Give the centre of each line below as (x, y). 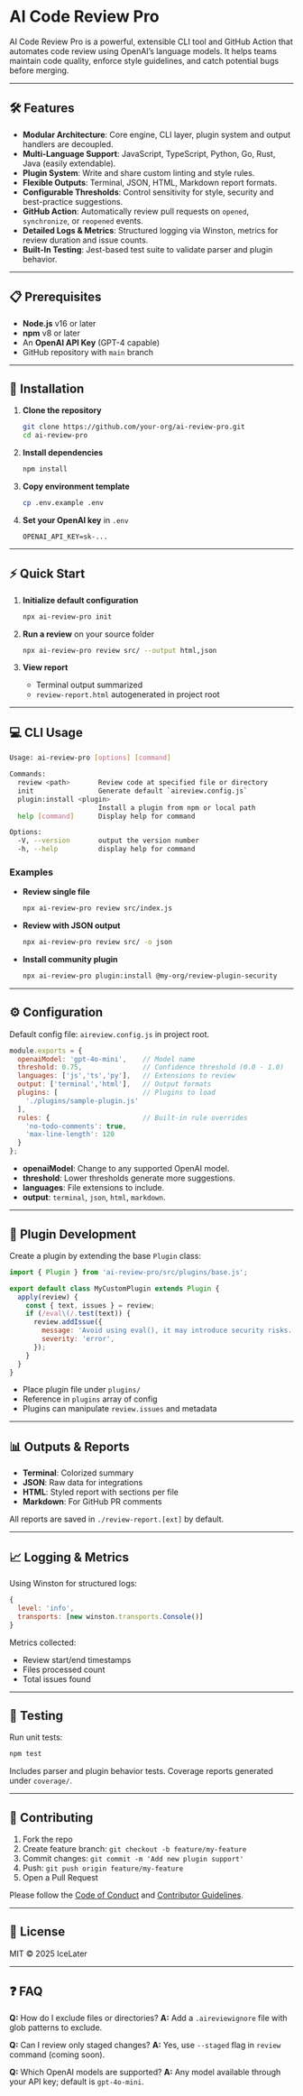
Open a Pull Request (60, 1878)
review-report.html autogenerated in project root (128, 694)
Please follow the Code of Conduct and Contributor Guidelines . (126, 1895)
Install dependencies (63, 453)
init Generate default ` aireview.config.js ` (133, 791)
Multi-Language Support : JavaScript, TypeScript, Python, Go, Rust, (149, 153)
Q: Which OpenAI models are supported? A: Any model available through (145, 2072)
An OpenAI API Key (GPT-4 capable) (91, 342)
